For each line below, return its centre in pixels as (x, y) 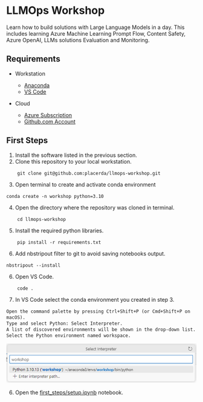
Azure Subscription (48, 115)
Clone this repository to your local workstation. (73, 161)
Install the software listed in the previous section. (76, 155)
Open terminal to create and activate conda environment (85, 184)
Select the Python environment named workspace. (69, 336)
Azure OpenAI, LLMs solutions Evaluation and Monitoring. (78, 40)
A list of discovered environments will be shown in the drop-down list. (101, 330)
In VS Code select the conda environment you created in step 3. (95, 299)
